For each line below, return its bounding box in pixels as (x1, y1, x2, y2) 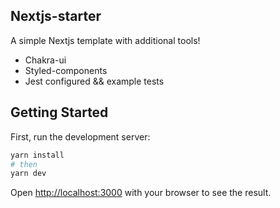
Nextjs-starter (10, 8, 102, 25)
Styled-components (24, 64, 108, 76)
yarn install (10, 150, 65, 160)
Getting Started (10, 104, 109, 121)
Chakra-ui (24, 54, 67, 66)
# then (10, 159, 38, 169)
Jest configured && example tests (24, 75, 165, 87)
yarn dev (10, 169, 47, 179)
